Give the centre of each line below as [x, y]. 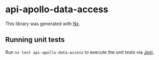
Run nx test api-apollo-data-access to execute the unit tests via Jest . [80, 52]
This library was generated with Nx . [43, 24]
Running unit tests [35, 40]
